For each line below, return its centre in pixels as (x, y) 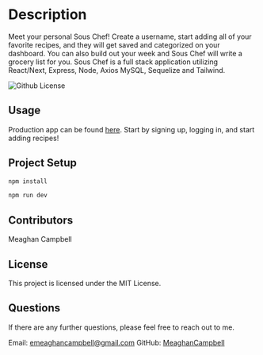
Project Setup (43, 163)
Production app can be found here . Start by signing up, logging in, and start (131, 129)
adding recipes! (34, 138)
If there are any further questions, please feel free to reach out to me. (122, 327)
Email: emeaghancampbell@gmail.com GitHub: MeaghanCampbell (116, 342)
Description (48, 15)
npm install (28, 181)
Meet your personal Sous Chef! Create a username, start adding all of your (130, 36)
